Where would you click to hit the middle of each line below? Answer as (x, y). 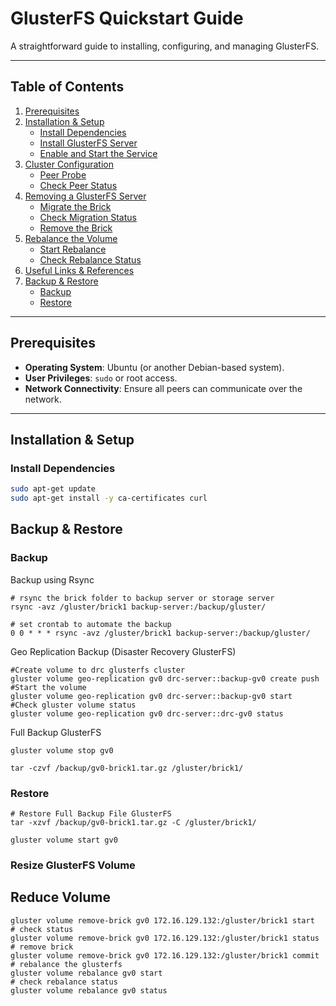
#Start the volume (48, 687)
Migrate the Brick (75, 206)
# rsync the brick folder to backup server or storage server (142, 598)
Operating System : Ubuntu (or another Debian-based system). (154, 367)
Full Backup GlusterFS (56, 732)
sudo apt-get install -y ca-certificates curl (109, 498)
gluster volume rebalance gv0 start (86, 973)
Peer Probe (63, 174)
